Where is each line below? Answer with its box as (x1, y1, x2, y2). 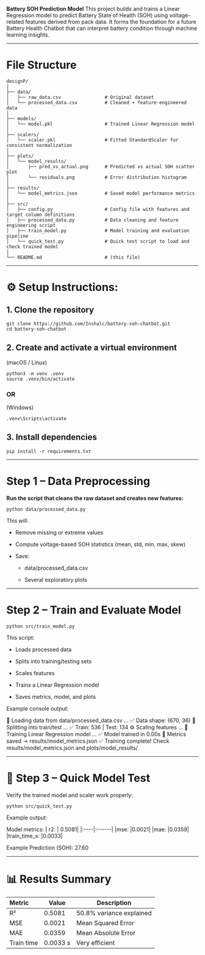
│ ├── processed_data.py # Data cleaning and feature (6, 216, 179, 223)
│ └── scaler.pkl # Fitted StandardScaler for (6, 137, 179, 143)
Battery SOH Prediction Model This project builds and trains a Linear (6, 5, 180, 12)
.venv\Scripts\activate (6, 416, 67, 422)
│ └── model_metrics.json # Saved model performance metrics (6, 190, 195, 196)
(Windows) (6, 404, 34, 411)
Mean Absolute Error (76, 928, 136, 937)
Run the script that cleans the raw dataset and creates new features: (6, 494, 184, 502)
